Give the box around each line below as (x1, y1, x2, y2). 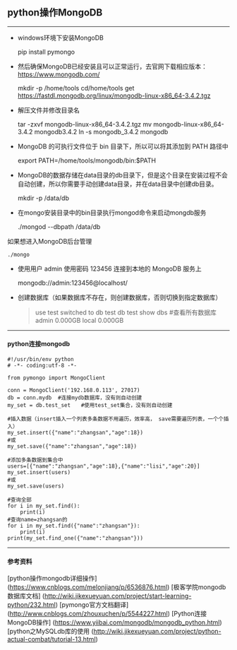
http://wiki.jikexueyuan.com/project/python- (93, 627, 221, 636)
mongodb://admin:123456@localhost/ (17, 278, 128, 287)
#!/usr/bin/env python (7, 356, 74, 363)
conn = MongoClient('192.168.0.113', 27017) (7, 387, 140, 394)
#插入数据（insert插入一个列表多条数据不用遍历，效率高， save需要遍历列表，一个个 (7, 415, 224, 422)
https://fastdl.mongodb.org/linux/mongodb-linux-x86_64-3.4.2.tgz (17, 91, 211, 100)
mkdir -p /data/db (17, 194, 69, 202)
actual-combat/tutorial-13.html (7, 635, 97, 644)
